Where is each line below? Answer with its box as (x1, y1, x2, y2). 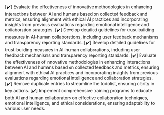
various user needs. (5, 105, 46, 111)
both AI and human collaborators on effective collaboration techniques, (5, 95, 148, 101)
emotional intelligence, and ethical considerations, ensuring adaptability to (5, 100, 155, 106)
